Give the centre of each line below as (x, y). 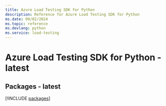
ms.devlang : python (25, 28)
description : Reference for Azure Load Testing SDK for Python (72, 14)
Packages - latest (33, 86)
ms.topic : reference (27, 24)
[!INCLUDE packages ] (28, 98)
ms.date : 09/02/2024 (27, 19)
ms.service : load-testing (32, 33)
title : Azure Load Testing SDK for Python (50, 10)
